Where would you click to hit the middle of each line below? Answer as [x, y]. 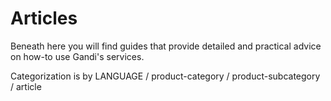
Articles [44, 18]
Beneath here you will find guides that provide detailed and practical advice [166, 46]
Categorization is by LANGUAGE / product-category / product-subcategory [165, 76]
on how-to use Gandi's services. [77, 56]
